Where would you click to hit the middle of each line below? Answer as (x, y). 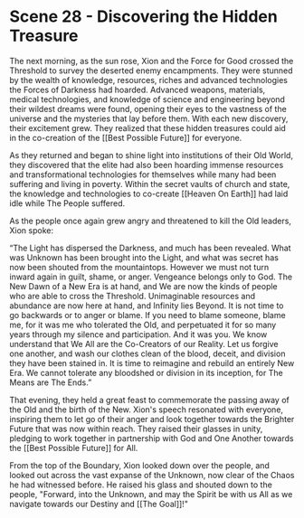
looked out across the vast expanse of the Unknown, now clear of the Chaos (152, 475)
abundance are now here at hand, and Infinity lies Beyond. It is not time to (147, 306)
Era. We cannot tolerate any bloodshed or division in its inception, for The (146, 372)
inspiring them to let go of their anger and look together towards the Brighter (152, 419)
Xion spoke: (32, 230)
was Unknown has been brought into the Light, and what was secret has (144, 257)
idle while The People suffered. (67, 203)
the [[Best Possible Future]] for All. (74, 447)
